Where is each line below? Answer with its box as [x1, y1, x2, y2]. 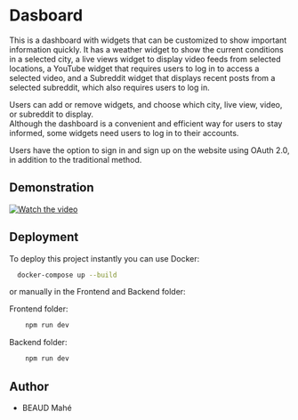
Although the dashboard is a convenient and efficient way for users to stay [9, 117, 283, 129]
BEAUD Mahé [21, 402, 73, 413]
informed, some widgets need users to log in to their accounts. [9, 127, 239, 138]
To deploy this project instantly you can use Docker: [9, 253, 200, 263]
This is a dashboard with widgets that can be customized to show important [9, 35, 287, 45]
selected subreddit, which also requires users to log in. [9, 82, 211, 93]
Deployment [9, 230, 79, 245]
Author [9, 379, 49, 394]
